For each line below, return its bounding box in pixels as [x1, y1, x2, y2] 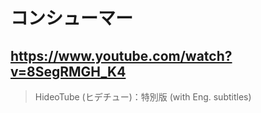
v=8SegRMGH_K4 [10, 63, 127, 80]
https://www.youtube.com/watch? [10, 47, 233, 64]
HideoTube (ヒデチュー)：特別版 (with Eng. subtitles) [34, 91, 252, 103]
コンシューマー [10, 7, 134, 30]
